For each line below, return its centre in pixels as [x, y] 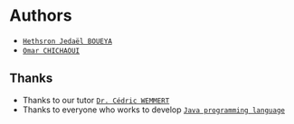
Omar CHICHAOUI [51, 50]
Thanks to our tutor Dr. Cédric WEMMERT [96, 100]
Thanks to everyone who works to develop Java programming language [153, 110]
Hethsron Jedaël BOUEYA [67, 41]
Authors [41, 16]
